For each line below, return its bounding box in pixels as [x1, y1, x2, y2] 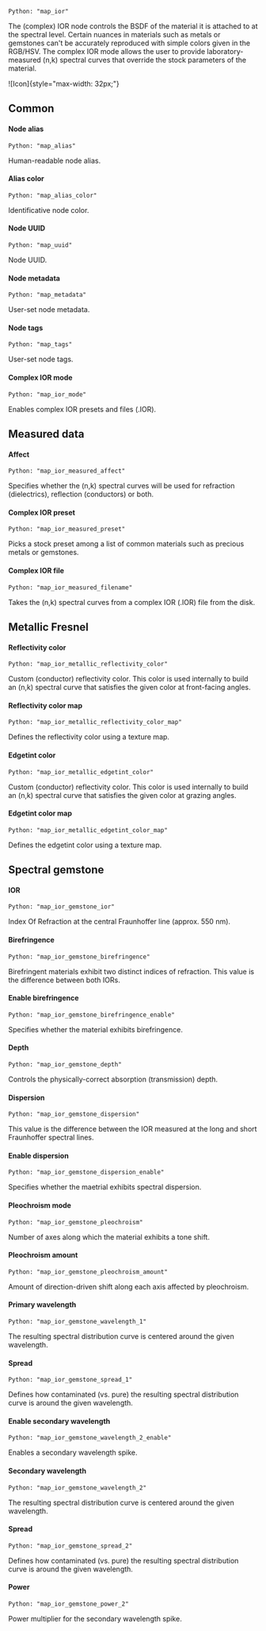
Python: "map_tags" [8, 341, 73, 349]
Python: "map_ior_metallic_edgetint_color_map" [8, 826, 169, 834]
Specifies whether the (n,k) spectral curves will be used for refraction [8, 481, 235, 491]
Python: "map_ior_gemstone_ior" [8, 903, 115, 911]
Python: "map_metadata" [8, 291, 87, 299]
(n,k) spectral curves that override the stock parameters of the [42, 56, 247, 64]
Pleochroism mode [8, 1201, 71, 1210]
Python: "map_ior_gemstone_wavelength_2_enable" [8, 1434, 172, 1442]
